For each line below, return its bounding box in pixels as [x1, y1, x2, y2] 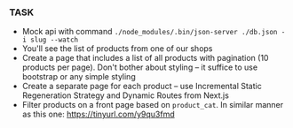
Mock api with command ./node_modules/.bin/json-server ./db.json [21, 26, 278, 37]
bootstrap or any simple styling [21, 72, 136, 82]
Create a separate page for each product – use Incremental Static [21, 81, 262, 92]
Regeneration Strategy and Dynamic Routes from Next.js [21, 90, 229, 101]
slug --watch [30, 35, 79, 45]
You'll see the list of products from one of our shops [21, 43, 213, 54]
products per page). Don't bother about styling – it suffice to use [21, 62, 258, 72]
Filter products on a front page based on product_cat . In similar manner [21, 100, 284, 110]
